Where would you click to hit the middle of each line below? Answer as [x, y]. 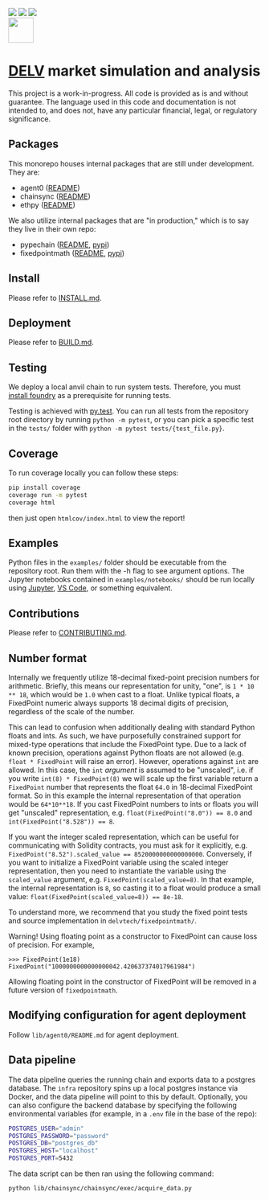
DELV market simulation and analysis [134, 71]
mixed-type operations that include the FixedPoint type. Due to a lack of [128, 745]
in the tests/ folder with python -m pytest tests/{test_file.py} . [116, 428]
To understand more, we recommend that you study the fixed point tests [128, 912]
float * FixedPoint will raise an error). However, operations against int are [134, 762]
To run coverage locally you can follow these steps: [94, 473]
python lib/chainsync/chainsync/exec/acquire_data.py [100, 1189]
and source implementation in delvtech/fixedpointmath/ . [102, 921]
